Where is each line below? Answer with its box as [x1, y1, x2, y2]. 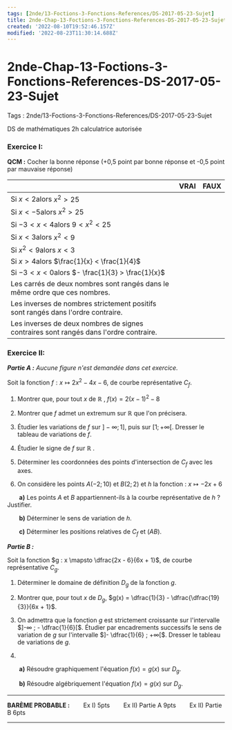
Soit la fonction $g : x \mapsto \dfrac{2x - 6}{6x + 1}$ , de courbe [7, 556, 193, 564]
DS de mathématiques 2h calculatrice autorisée [7, 125, 142, 133]
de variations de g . [17, 637, 71, 646]
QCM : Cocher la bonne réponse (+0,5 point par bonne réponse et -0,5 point [7, 158, 225, 166]
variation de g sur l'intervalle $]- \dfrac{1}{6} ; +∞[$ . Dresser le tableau [17, 630, 221, 639]
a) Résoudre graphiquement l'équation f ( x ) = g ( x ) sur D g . [19, 664, 182, 675]
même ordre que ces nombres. [10, 288, 110, 297]
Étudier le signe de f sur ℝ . [17, 444, 95, 452]
